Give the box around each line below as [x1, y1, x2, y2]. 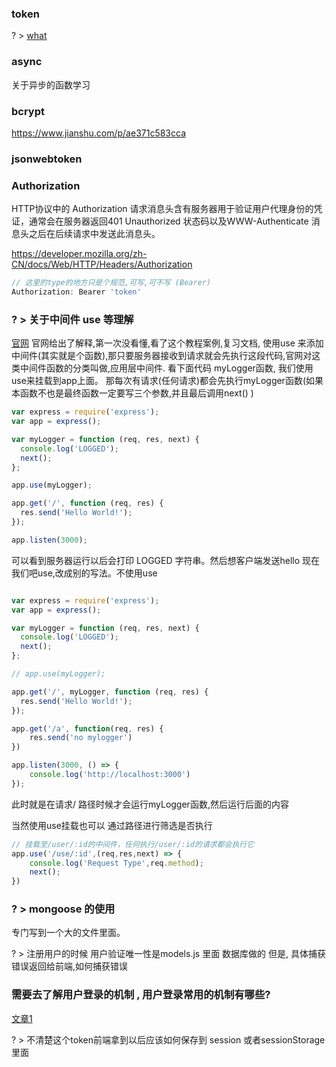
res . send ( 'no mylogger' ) [29, 733, 133, 743]
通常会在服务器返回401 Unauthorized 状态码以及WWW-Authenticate [28, 215, 309, 227]
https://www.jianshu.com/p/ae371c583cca [11, 127, 187, 139]
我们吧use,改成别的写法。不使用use [11, 567, 158, 579]
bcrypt [11, 104, 46, 118]
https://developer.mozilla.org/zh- [11, 248, 148, 260]
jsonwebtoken [11, 152, 83, 166]
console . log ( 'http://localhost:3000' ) [29, 770, 191, 780]
